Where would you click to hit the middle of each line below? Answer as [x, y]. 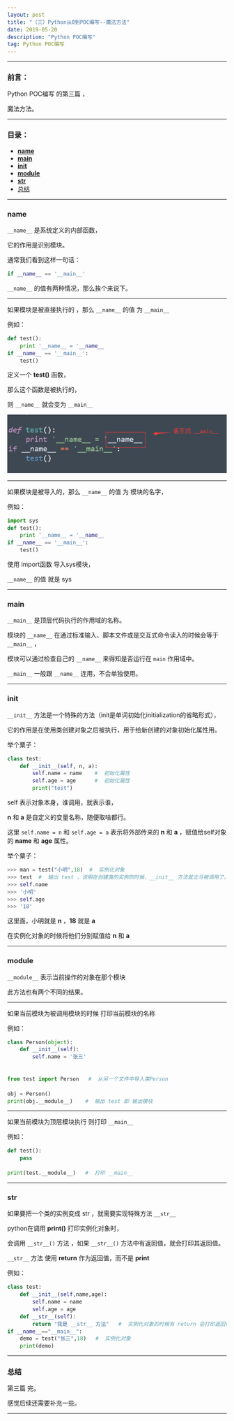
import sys [23, 521]
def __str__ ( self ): [48, 1317]
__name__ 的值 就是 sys [39, 579]
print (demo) [37, 1346]
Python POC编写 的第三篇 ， [48, 94]
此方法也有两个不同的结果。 [47, 992]
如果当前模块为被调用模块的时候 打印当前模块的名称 [81, 1013]
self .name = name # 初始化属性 [81, 773]
